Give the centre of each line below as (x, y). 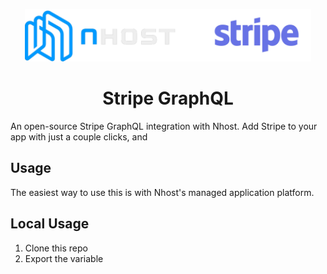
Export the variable (64, 258)
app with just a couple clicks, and (79, 136)
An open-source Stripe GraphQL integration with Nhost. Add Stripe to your (164, 126)
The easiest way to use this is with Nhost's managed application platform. (162, 192)
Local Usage (50, 224)
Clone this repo (56, 248)
